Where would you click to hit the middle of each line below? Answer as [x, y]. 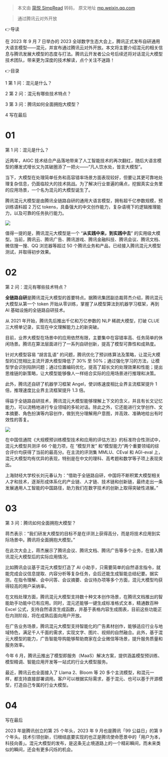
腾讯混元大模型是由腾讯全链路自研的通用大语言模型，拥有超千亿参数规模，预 [84, 200]
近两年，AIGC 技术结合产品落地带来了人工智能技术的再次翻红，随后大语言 [81, 160]
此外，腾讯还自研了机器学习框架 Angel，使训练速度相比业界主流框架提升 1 [81, 384]
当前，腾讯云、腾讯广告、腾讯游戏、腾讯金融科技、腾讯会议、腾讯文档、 [88, 239]
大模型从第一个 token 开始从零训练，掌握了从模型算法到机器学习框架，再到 [82, 304]
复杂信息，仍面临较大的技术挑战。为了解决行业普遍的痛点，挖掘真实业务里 [86, 183]
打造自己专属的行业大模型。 [42, 685]
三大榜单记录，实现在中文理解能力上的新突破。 [53, 327]
